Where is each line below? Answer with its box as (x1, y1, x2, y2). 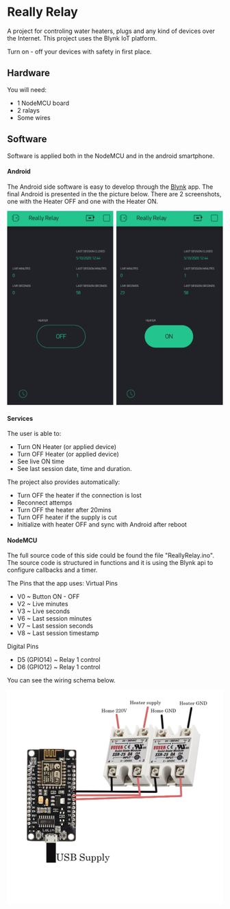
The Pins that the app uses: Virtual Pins (7, 579, 118, 588)
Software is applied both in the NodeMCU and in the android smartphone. (7, 152, 215, 160)
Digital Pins (7, 643, 39, 651)
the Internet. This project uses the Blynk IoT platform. (7, 34, 157, 42)
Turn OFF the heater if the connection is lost (16, 492, 142, 500)
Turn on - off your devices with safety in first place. (7, 47, 152, 56)
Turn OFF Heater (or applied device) (16, 450, 120, 459)
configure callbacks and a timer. (7, 566, 98, 574)
